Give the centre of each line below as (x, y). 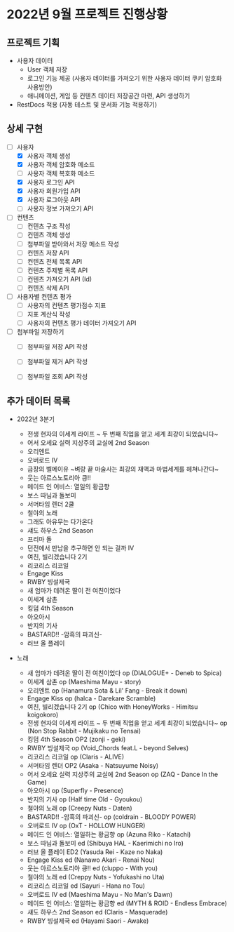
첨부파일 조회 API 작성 (57, 377)
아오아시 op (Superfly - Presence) (75, 791)
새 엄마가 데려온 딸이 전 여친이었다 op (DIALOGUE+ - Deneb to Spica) (124, 673)
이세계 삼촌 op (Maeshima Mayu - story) (84, 682)
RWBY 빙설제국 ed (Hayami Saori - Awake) (88, 921)
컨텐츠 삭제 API (48, 288)
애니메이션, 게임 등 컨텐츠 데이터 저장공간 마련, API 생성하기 (109, 96)
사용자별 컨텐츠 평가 (44, 296)
